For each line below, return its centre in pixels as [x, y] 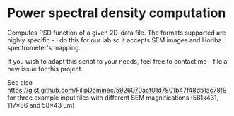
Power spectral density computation [117, 13]
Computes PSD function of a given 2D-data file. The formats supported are [117, 33]
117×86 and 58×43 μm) [41, 105]
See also [20, 82]
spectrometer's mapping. [44, 47]
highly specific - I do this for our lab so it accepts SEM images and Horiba [115, 40]
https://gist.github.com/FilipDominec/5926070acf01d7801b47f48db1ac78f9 [117, 90]
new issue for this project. [45, 69]
